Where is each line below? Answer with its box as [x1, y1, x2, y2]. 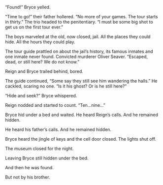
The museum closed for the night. [5, 146, 74, 152]
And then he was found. [5, 165, 54, 170]
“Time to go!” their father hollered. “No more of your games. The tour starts [5, 14, 158, 19]
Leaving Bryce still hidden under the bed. [5, 155, 89, 161]
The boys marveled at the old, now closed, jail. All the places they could [5, 34, 151, 39]
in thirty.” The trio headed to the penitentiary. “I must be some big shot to [5, 19, 154, 25]
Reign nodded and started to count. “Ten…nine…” [5, 102, 106, 108]
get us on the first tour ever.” [5, 24, 63, 30]
